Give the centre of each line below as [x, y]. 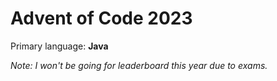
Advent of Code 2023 [101, 18]
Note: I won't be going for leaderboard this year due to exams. [139, 65]
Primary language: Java [59, 46]
